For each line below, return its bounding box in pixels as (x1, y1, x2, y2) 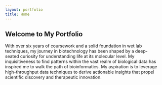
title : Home (5, 12, 30, 17)
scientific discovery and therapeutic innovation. (5, 74, 102, 80)
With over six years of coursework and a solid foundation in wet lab (5, 43, 142, 49)
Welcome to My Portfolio (5, 30, 83, 38)
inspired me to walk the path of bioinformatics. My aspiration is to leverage (5, 64, 158, 70)
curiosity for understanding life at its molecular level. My (20, 54, 135, 59)
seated (5, 54, 19, 59)
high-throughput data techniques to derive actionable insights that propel (5, 69, 155, 75)
